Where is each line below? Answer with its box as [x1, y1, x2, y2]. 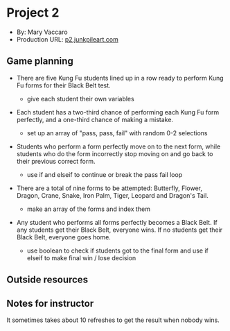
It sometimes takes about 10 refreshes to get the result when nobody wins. [6, 316, 220, 324]
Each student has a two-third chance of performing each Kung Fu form [16, 108, 220, 116]
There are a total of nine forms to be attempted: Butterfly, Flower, [16, 184, 202, 192]
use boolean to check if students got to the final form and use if [26, 246, 209, 255]
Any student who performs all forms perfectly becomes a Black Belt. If [16, 218, 218, 226]
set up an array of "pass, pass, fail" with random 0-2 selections [26, 128, 208, 137]
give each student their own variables [26, 94, 134, 103]
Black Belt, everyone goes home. [16, 232, 112, 241]
